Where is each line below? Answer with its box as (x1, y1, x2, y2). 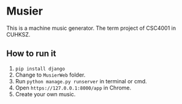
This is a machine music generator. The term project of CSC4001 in (6, 24, 176, 32)
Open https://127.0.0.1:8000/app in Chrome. (15, 84, 132, 91)
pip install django (15, 66, 66, 72)
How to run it (6, 49, 56, 59)
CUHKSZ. (6, 30, 31, 38)
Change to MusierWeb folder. (15, 71, 86, 78)
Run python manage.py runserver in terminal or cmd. (15, 77, 147, 85)
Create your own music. (15, 90, 76, 98)
